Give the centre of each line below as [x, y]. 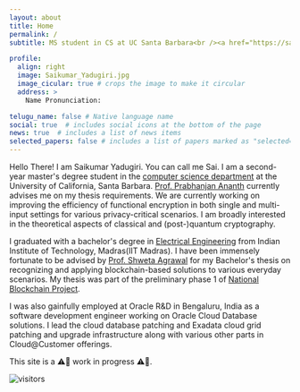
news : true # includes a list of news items [95, 133]
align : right [42, 67]
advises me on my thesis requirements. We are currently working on [135, 195]
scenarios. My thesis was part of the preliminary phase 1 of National [134, 279]
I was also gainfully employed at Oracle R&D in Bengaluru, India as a [134, 306]
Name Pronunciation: [63, 100]
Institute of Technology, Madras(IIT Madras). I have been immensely [135, 251]
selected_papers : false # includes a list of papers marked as [129, 141]
